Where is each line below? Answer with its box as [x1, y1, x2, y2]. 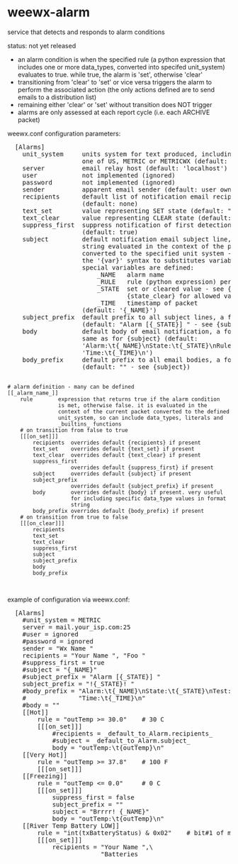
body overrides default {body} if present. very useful [33, 489, 223, 496]
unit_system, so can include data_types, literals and [57, 414, 223, 421]
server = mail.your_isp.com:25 [22, 623, 131, 631]
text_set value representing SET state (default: [22, 206, 225, 215]
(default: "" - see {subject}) [81, 362, 191, 371]
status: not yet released [7, 41, 76, 50]
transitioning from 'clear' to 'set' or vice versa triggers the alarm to [17, 77, 212, 86]
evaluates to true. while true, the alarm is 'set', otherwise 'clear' [17, 70, 203, 79]
